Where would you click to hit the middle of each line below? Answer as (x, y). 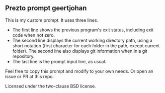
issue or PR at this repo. (30, 76)
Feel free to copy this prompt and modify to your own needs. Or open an (79, 71)
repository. (23, 56)
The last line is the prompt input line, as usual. (59, 61)
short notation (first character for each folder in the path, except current (86, 46)
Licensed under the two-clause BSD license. (51, 86)
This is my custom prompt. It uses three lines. (52, 20)
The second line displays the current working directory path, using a (82, 40)
